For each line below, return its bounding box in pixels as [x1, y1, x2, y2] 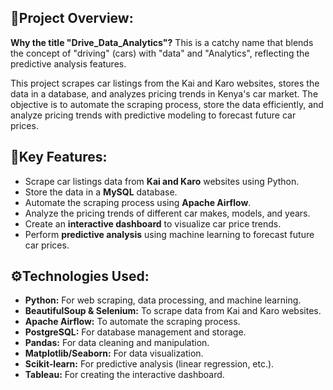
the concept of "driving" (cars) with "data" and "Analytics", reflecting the [10, 47, 310, 59]
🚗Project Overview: [10, 10, 134, 27]
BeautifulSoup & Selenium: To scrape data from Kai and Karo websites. [24, 305, 322, 317]
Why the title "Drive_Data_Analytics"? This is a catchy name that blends [10, 36, 314, 48]
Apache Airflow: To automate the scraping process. [24, 316, 241, 328]
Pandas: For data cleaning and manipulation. [24, 337, 210, 349]
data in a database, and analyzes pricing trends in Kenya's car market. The [10, 87, 319, 100]
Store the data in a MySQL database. [24, 186, 178, 198]
